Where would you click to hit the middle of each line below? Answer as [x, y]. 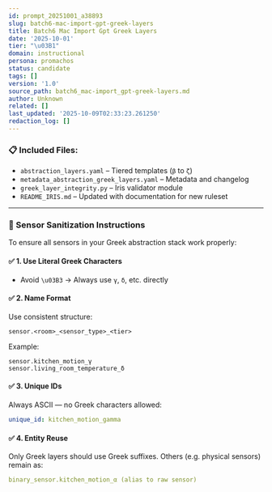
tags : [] [23, 76]
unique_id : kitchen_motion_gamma [65, 420]
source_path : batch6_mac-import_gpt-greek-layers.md [99, 91]
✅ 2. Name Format [40, 298]
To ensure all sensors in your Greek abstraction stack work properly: [123, 243]
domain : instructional [47, 53]
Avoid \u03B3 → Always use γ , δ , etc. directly [94, 279]
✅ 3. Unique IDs [35, 386]
